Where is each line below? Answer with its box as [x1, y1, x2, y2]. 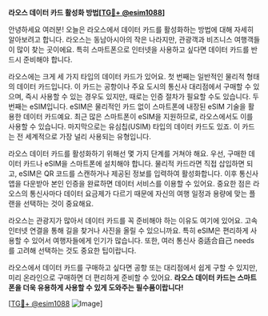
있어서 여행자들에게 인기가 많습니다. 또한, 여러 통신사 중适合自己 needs [31, 236, 254, 245]
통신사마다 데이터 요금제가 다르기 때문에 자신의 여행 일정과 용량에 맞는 [29, 189, 248, 198]
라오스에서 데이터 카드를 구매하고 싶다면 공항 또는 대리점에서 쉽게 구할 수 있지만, [8, 263, 258, 272]
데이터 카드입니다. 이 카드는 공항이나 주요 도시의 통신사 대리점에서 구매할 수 [16, 82, 252, 91]
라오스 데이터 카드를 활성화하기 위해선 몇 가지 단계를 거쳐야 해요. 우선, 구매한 [8, 149, 247, 158]
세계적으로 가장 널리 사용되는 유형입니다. [25, 132, 152, 141]
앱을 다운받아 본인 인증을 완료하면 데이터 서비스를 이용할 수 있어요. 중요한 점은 [8, 179, 252, 188]
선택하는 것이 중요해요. [22, 199, 94, 208]
